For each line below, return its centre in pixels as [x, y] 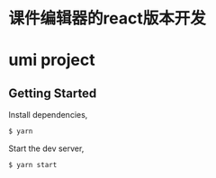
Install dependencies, [48, 115]
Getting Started [53, 93]
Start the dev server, [46, 148]
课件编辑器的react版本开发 [107, 18]
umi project [52, 60]
